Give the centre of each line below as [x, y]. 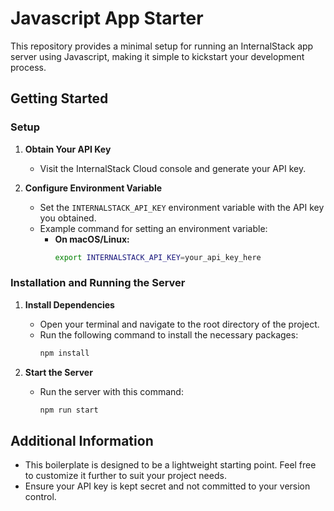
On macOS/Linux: [92, 239]
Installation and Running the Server [98, 283]
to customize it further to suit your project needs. [125, 476]
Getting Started [59, 98]
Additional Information [82, 440]
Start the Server [58, 372]
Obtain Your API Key [68, 149]
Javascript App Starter [107, 18]
